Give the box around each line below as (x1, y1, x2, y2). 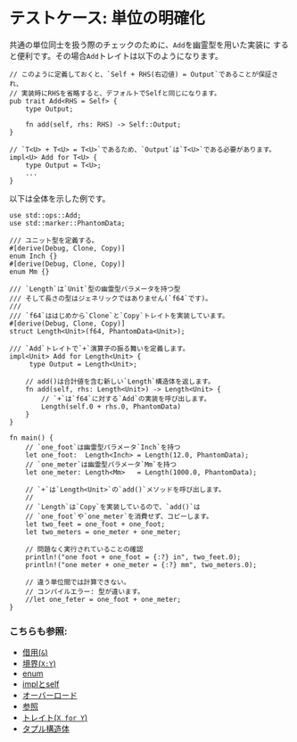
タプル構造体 (21, 723, 70, 734)
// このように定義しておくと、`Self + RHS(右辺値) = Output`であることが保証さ (9, 70, 279, 78)
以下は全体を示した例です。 (9, 193, 111, 203)
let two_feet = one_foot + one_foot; (25, 519, 166, 529)
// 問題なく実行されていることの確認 (25, 545, 144, 554)
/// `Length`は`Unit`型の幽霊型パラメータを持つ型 (9, 284, 181, 293)
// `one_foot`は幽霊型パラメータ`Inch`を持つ (25, 442, 181, 451)
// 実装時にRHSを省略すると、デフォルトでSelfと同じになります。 (9, 88, 221, 98)
